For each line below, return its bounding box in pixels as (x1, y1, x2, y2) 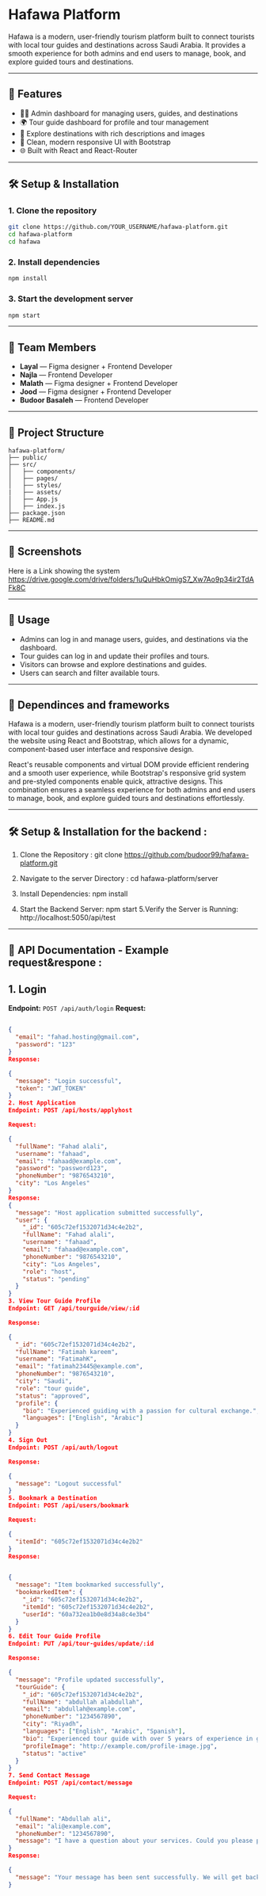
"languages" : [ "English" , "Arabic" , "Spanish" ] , (22, 1727, 186, 1736)
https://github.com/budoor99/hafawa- (123, 850, 249, 860)
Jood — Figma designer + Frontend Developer (19, 387, 172, 397)
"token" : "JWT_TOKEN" (15, 1084, 87, 1093)
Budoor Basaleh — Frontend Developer (19, 395, 149, 405)
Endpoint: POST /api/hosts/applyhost (8, 1107, 133, 1115)
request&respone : (8, 956, 102, 969)
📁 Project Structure (8, 425, 104, 439)
